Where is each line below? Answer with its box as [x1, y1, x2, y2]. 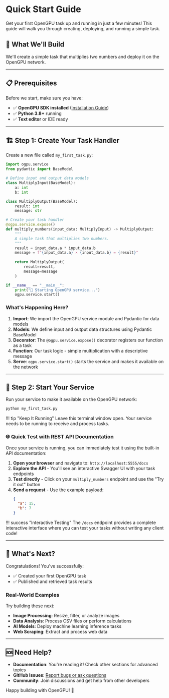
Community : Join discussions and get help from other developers [13, 677, 150, 683]
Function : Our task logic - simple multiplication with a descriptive [13, 347, 148, 354]
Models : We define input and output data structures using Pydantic [13, 326, 152, 332]
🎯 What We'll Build [6, 40, 65, 49]
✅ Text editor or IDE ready [13, 116, 68, 122]
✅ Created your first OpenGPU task [13, 572, 87, 578]
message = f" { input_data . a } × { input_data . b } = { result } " [15, 250, 138, 255]
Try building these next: [6, 603, 55, 609]
